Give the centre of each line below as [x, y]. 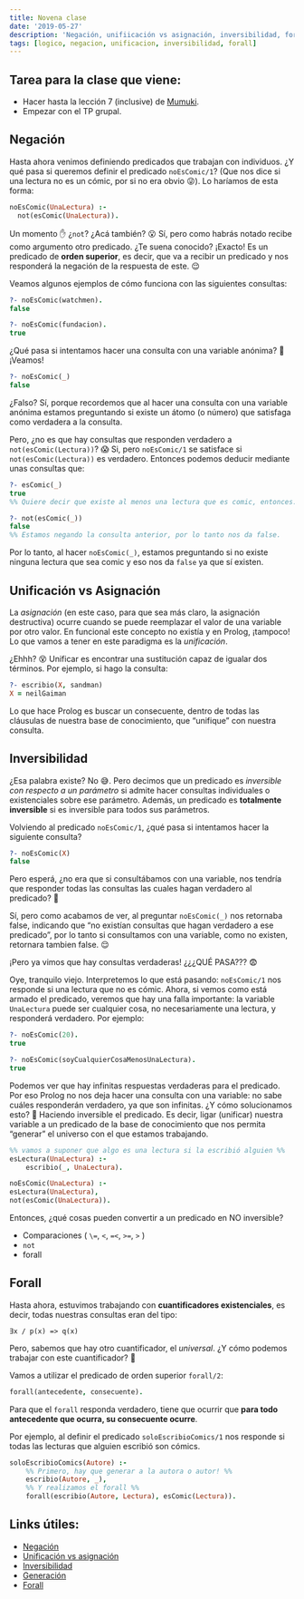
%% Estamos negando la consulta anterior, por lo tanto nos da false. [145, 535]
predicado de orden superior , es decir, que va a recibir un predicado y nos [149, 256]
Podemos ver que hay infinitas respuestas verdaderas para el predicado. [145, 1086]
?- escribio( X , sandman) [56, 685]
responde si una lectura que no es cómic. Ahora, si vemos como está [138, 990]
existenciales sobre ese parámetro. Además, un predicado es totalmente [146, 800]
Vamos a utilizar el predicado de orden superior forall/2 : [116, 1375]
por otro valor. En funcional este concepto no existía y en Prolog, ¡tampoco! [150, 631]
